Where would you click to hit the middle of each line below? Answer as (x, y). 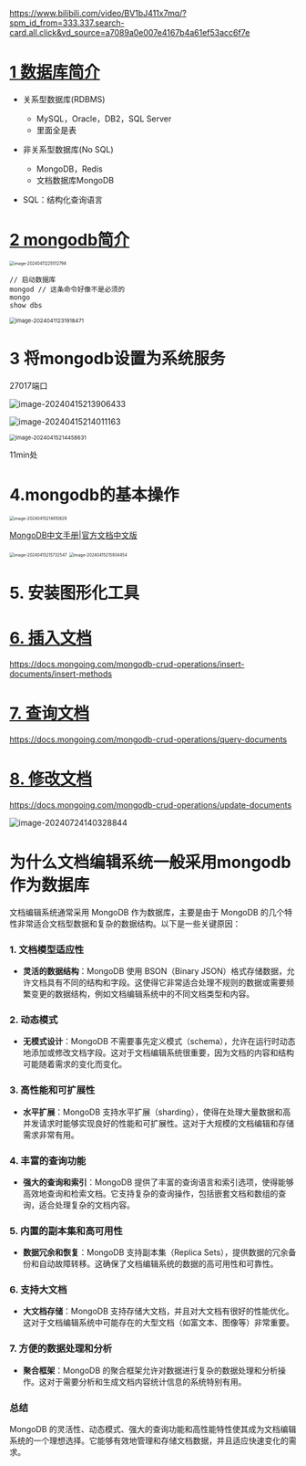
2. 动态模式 (34, 1020)
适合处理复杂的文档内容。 (87, 1205)
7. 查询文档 (49, 713)
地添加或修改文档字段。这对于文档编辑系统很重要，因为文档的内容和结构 (158, 1052)
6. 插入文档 (51, 639)
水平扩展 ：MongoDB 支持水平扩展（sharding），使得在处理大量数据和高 (157, 1112)
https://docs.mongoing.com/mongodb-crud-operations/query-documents (148, 739)
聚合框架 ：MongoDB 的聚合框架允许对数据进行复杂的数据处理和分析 (150, 1370)
